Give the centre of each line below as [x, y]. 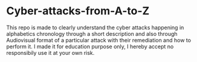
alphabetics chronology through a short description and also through [92, 33]
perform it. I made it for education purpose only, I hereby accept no [90, 46]
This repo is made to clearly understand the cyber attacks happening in [95, 27]
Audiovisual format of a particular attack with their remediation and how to [99, 40]
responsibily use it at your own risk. [50, 52]
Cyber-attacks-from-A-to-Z [78, 11]
